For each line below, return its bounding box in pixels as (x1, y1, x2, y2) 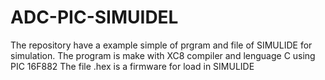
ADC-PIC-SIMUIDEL (10, 6, 179, 29)
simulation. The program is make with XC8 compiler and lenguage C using (10, 49, 316, 61)
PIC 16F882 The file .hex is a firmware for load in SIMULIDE (10, 60, 255, 72)
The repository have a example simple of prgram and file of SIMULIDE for (10, 39, 313, 51)
